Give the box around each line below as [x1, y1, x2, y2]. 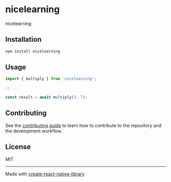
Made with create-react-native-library [5, 171, 85, 177]
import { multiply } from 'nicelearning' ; [5, 76, 97, 82]
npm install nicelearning [5, 48, 60, 54]
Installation [5, 35, 42, 44]
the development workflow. [5, 127, 63, 134]
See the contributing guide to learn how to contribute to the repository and [5, 122, 162, 128]
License [5, 143, 31, 151]
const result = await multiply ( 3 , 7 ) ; [5, 95, 88, 100]
